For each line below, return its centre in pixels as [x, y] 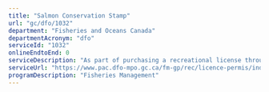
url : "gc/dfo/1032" [41, 23]
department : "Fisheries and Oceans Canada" [82, 30]
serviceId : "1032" [39, 46]
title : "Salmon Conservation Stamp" [69, 16]
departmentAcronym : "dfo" [51, 38]
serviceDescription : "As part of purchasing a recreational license [125, 61]
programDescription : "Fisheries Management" [84, 75]
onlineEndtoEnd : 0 [39, 53]
